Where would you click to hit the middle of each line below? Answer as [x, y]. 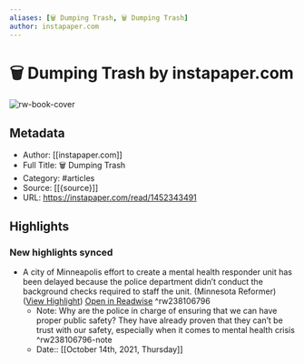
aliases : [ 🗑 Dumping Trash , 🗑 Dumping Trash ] [99, 18]
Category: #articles [59, 178]
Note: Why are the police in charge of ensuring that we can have [157, 310]
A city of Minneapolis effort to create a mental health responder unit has [157, 272]
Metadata [37, 133]
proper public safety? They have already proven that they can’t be [159, 320]
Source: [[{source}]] [60, 188]
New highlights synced [61, 252]
